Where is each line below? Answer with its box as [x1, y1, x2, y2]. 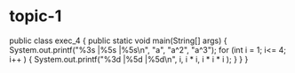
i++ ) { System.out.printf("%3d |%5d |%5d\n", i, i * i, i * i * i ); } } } [9, 54, 249, 64]
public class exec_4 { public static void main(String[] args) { [9, 35, 227, 46]
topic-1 [9, 6, 62, 26]
